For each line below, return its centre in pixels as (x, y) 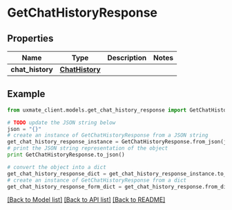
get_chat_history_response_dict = (57, 174)
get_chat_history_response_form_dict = (65, 186)
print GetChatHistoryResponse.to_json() (66, 155)
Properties (30, 38)
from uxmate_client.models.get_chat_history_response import (97, 110)
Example (26, 94)
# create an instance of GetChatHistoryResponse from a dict (97, 180)
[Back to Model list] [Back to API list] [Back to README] (86, 200)
